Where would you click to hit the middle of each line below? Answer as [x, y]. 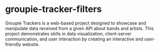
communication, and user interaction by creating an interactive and [74, 39]
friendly [13, 44]
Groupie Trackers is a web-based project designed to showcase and [76, 23]
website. [31, 44]
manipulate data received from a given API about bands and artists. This [79, 28]
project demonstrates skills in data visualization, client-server [68, 33]
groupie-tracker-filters [53, 9]
